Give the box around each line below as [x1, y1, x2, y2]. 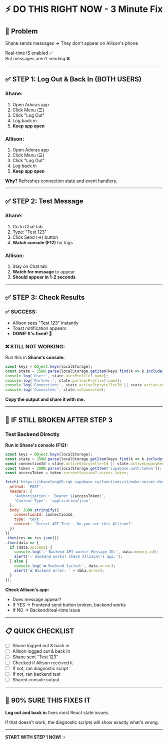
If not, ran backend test [12, 671, 61, 677]
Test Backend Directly [5, 430, 60, 437]
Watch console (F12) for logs [12, 239, 73, 245]
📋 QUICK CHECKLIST [5, 627, 74, 635]
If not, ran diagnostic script [12, 665, 68, 671]
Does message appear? [12, 596, 61, 602]
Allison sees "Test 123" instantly [12, 320, 79, 326]
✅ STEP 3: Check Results [5, 293, 85, 302]
